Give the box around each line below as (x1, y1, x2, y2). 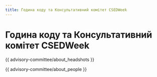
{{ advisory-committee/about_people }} (5, 66, 87, 72)
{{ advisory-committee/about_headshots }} (5, 56, 95, 62)
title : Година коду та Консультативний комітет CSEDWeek (5, 7, 127, 13)
